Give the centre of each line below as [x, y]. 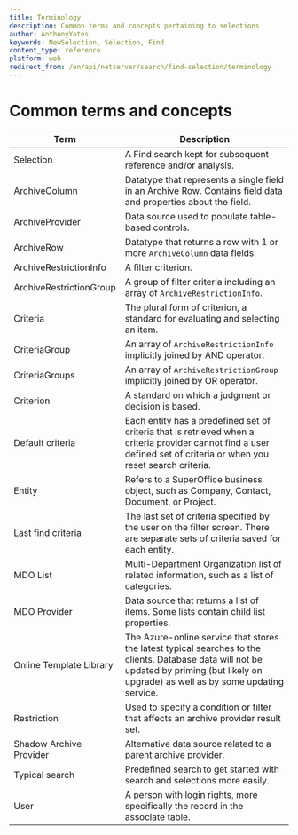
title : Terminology [45, 17]
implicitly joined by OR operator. [192, 380]
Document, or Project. [170, 501]
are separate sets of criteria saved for [203, 538]
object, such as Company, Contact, [198, 490]
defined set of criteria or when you [196, 454]
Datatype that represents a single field [204, 179]
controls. [171, 227]
